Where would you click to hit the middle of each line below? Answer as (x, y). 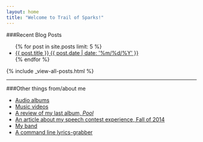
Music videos (32, 106)
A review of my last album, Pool (54, 113)
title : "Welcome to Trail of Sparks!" (55, 18)
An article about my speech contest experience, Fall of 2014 (90, 119)
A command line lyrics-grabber (54, 132)
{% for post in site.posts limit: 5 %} (58, 47)
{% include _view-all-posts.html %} (50, 71)
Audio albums (32, 100)
